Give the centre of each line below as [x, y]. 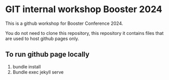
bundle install [27, 66]
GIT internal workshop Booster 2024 [84, 9]
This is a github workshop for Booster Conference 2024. [64, 23]
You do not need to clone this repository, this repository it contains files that [84, 33]
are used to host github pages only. [42, 38]
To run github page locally [47, 54]
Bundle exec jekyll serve [38, 72]
